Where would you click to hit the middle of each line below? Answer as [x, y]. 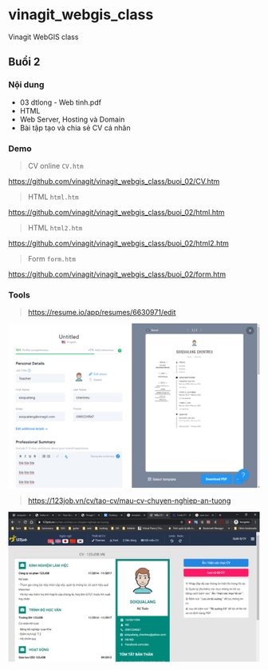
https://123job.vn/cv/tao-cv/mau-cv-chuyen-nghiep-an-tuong [129, 501]
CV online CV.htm [55, 166]
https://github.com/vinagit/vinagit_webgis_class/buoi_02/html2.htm [119, 243]
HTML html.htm [53, 197]
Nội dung [26, 85]
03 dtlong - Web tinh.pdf [61, 102]
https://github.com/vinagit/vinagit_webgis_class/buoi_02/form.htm [117, 274]
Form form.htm [51, 258]
